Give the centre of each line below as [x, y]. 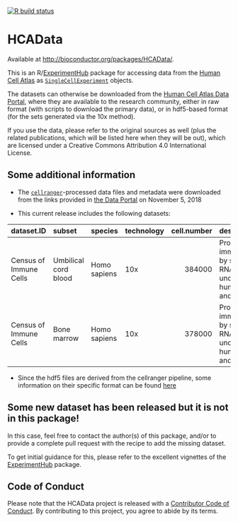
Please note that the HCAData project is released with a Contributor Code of [118, 504]
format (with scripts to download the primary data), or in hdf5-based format [118, 109]
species [104, 231]
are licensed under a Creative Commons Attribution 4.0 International [107, 145]
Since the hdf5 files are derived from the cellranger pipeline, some [114, 378]
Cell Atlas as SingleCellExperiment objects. [70, 80]
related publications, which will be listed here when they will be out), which [117, 137]
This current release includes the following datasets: [94, 213]
